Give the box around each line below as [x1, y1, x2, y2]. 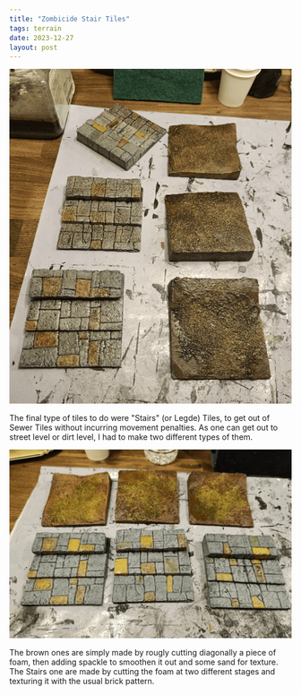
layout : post [9, 43, 58, 52]
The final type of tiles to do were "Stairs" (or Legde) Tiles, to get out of [9, 413, 271, 424]
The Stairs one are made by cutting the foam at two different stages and [9, 665, 276, 676]
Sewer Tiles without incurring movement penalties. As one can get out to [9, 422, 279, 433]
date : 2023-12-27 [9, 33, 74, 42]
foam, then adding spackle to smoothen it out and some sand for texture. [9, 656, 279, 667]
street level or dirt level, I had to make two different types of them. [9, 432, 254, 442]
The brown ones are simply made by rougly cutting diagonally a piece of [9, 647, 277, 657]
